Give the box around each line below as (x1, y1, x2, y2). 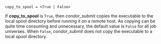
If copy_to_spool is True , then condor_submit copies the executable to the (5, 13, 154, 19)
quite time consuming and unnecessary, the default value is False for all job (5, 23, 157, 29)
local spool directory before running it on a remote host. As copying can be (5, 18, 156, 24)
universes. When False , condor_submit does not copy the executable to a (5, 29, 152, 34)
